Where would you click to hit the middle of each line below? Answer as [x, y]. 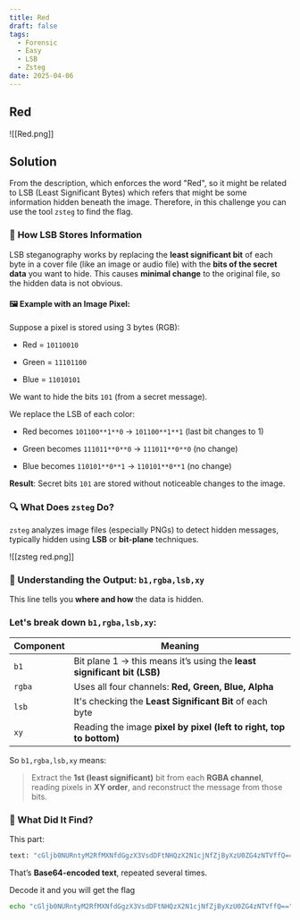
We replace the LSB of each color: [72, 413]
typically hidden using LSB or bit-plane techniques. [104, 540]
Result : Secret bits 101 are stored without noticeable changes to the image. [147, 483]
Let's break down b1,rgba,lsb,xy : [83, 623]
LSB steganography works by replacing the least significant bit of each [142, 254]
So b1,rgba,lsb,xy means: [58, 760]
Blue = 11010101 [51, 379]
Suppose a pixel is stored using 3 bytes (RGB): [95, 327]
